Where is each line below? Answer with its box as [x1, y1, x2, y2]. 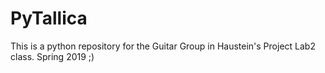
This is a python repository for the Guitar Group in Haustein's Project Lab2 [10, 40, 316, 52]
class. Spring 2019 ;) [10, 50, 95, 62]
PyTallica [10, 7, 88, 30]
